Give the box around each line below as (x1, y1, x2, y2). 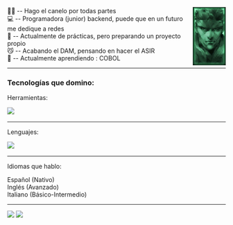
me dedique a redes (7, 24, 64, 33)
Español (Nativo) (7, 176, 55, 184)
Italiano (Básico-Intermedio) (7, 190, 87, 199)
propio (7, 40, 26, 47)
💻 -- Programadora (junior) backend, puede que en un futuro (7, 15, 184, 23)
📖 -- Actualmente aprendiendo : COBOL (7, 54, 121, 62)
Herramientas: (7, 94, 49, 102)
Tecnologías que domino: (7, 78, 95, 87)
